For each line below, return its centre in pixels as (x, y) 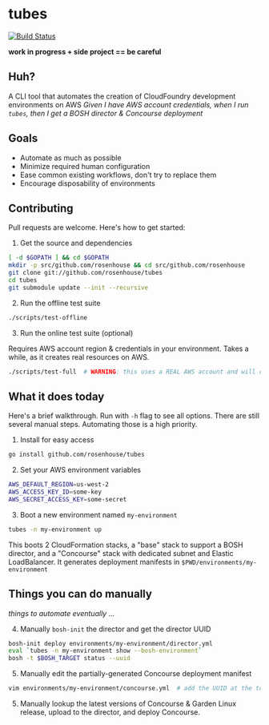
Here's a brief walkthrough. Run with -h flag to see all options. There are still (134, 416)
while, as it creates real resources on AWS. (79, 356)
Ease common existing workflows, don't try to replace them (118, 175)
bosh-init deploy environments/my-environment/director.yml (111, 643)
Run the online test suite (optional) (76, 332)
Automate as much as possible (70, 158)
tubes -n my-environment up (55, 530)
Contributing (41, 208)
